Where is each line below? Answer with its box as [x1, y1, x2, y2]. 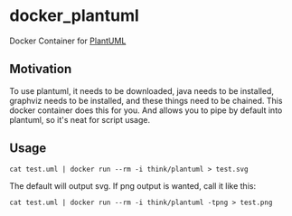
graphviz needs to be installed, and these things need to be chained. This [9, 95, 283, 106]
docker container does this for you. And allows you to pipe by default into [9, 105, 283, 116]
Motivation [9, 61, 72, 77]
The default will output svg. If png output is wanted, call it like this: [9, 180, 256, 191]
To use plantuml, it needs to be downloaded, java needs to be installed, [9, 85, 274, 96]
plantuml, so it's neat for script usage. [9, 114, 151, 125]
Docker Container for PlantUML [9, 35, 127, 46]
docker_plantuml [9, 5, 140, 26]
